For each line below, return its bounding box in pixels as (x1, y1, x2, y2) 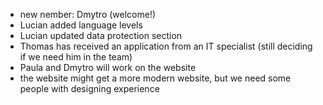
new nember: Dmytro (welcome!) (19, 9, 157, 20)
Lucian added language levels (19, 19, 143, 31)
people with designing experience (19, 83, 160, 94)
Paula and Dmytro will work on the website (19, 62, 197, 73)
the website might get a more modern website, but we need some (19, 72, 292, 84)
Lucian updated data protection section (19, 30, 183, 41)
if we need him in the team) (19, 51, 133, 63)
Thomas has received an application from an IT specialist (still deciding (19, 40, 313, 52)
